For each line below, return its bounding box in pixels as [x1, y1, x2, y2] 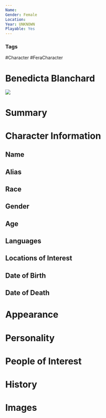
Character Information [5, 130, 101, 141]
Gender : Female [5, 12, 38, 17]
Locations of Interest [5, 254, 73, 262]
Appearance [5, 309, 59, 320]
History [5, 379, 38, 390]
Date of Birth [5, 271, 46, 280]
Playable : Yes [5, 26, 36, 32]
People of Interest [5, 355, 82, 367]
